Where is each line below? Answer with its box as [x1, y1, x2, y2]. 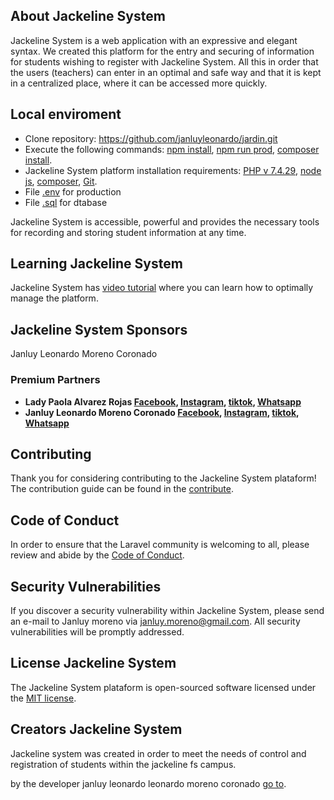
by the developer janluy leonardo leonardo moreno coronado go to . [10, 777, 287, 789]
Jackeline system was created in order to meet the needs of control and [10, 747, 307, 759]
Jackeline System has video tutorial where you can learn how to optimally [10, 282, 314, 294]
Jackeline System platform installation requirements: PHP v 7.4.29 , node [24, 164, 322, 176]
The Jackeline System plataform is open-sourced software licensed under [10, 681, 317, 693]
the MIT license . [10, 692, 77, 704]
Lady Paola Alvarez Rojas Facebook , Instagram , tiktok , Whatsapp [24, 395, 302, 408]
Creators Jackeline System [10, 721, 183, 738]
